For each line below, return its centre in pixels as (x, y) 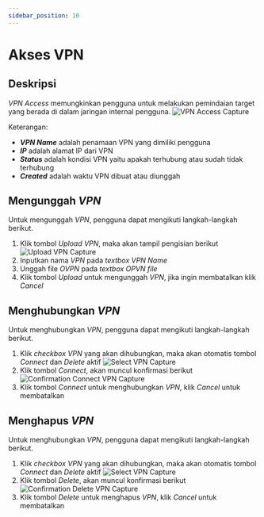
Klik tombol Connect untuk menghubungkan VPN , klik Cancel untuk (130, 387)
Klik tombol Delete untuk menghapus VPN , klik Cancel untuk (118, 497)
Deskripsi (33, 84)
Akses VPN (46, 54)
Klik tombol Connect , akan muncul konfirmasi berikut (106, 370)
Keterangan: (28, 127)
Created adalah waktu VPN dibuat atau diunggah (100, 176)
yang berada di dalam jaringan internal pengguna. (90, 111)
